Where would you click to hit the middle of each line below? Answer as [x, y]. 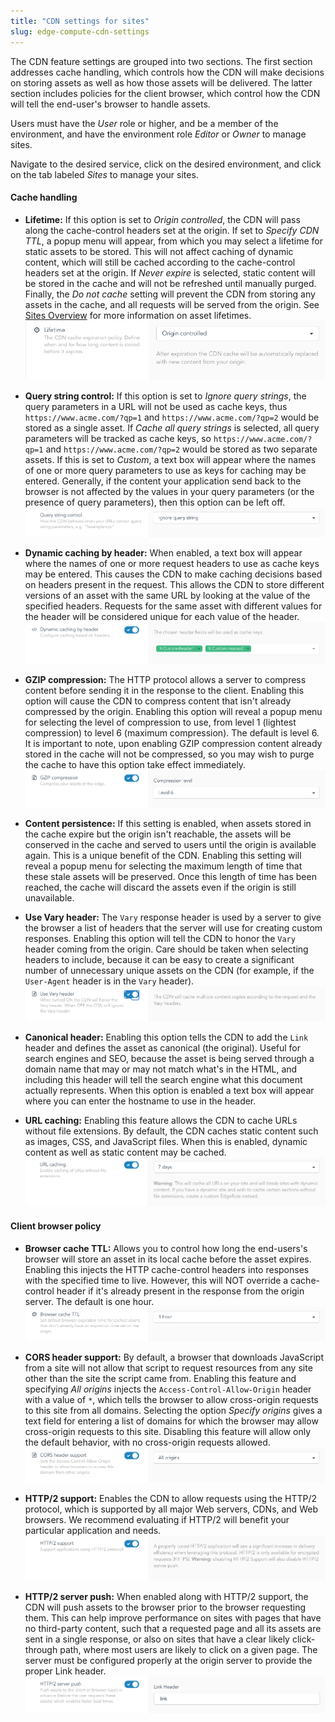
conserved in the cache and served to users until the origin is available [170, 845]
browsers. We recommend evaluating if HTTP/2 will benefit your [157, 1520]
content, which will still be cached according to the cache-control [160, 262]
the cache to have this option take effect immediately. [135, 765]
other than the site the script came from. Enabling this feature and [160, 1379]
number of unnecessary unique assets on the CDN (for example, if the [169, 971]
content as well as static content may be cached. [125, 1152]
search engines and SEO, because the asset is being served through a [169, 1058]
